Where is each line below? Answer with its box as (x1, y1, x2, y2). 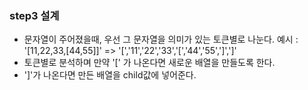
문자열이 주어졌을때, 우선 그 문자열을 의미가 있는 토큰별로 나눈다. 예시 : (23, 33, 299, 46)
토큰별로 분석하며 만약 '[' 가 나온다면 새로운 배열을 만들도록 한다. (23, 57, 276, 69)
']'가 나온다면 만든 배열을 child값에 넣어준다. (23, 69, 197, 81)
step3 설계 (9, 8, 60, 22)
